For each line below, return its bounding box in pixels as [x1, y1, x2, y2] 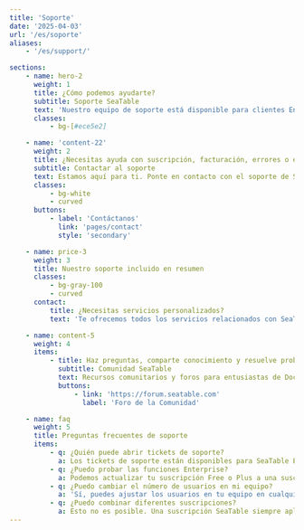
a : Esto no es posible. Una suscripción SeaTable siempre [57, 507, 281, 516]
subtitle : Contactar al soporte [33, 164, 156, 173]
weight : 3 [33, 255, 71, 265]
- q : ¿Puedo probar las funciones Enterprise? [49, 465, 229, 474]
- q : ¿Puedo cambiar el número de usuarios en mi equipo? [49, 481, 273, 491]
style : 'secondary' [57, 231, 131, 240]
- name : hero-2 [25, 71, 83, 81]
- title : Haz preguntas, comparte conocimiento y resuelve [49, 356, 278, 365]
